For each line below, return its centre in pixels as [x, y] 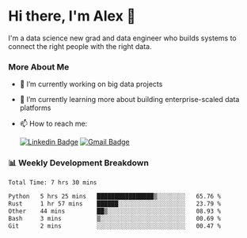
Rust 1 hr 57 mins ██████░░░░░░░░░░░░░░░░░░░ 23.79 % [115, 204]
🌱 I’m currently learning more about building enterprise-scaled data [129, 100]
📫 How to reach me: [53, 124]
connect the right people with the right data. [80, 46]
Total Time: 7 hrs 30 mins [53, 182]
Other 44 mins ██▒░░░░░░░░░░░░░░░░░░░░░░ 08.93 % [115, 212]
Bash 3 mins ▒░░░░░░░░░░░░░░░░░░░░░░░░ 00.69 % [115, 219]
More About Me [39, 66]
